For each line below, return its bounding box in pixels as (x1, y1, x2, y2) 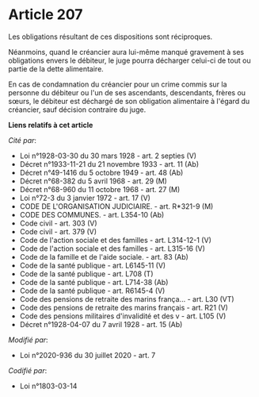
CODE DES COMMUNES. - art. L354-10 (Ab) (19, 210, 165, 219)
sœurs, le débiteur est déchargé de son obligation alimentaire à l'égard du (8, 96, 250, 106)
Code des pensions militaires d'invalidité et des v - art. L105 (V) (19, 311, 227, 321)
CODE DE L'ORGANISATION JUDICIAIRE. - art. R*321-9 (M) (19, 201, 214, 211)
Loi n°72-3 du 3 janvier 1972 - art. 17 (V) (19, 193, 150, 202)
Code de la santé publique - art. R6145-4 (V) (19, 286, 166, 295)
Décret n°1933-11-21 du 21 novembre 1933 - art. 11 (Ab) (19, 159, 200, 168)
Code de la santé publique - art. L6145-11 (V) (19, 260, 166, 270)
